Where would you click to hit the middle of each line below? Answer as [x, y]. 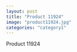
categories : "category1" [36, 27]
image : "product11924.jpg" [39, 22]
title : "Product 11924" [35, 17]
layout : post [22, 11]
